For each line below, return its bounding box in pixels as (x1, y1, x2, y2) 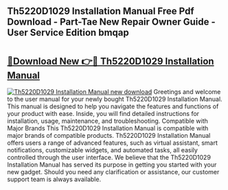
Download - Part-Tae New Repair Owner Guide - (7, 16, 216, 28)
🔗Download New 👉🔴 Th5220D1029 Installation (7, 55, 214, 67)
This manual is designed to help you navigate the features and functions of (7, 102, 219, 110)
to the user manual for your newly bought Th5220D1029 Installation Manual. (7, 95, 223, 103)
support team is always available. (7, 175, 102, 183)
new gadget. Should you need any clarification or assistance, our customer (7, 168, 220, 176)
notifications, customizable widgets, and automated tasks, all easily (7, 146, 198, 154)
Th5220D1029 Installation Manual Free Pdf (7, 5, 194, 17)
